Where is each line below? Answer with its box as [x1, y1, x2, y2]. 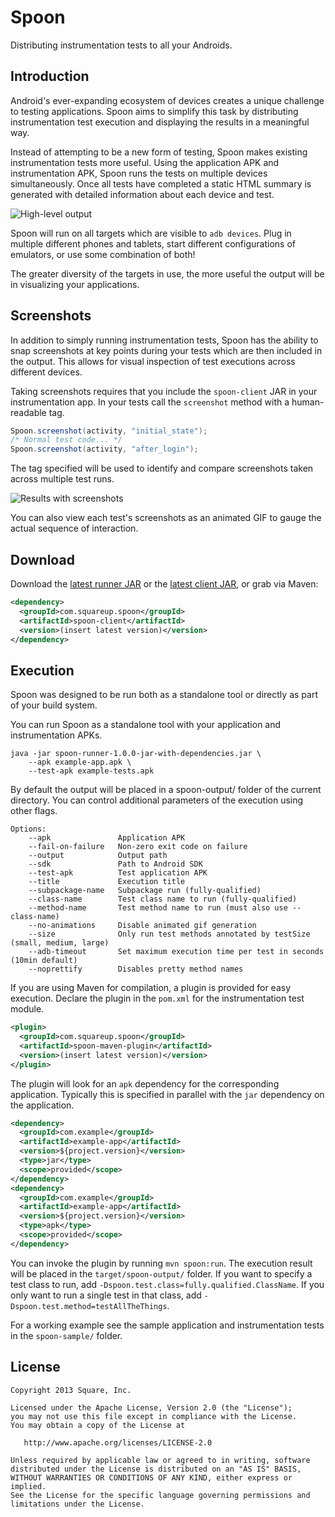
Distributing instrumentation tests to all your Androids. [10, 39, 233, 51]
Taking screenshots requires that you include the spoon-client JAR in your [10, 385, 318, 397]
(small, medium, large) [10, 938, 110, 948]
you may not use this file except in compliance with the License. [10, 1411, 298, 1421]
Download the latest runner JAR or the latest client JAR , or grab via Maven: [10, 578, 319, 590]
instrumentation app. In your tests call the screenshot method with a [10, 396, 290, 408]
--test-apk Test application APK [28, 868, 208, 878]
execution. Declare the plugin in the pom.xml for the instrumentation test [10, 992, 305, 1005]
